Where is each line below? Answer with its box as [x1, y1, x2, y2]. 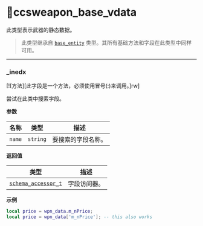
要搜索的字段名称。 [52, 135, 107, 144]
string [27, 136, 47, 143]
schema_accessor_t [9, 180, 62, 187]
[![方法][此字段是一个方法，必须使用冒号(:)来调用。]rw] [6, 82, 140, 89]
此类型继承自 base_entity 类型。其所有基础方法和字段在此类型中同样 [21, 39, 192, 46]
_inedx [6, 68, 27, 76]
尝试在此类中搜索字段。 [6, 95, 65, 102]
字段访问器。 [68, 179, 105, 188]
